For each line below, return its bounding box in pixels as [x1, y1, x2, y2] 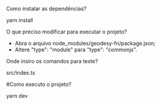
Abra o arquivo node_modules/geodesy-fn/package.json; [14, 40, 156, 47]
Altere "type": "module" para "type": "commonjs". [14, 46, 137, 53]
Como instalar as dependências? [6, 5, 86, 12]
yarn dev [6, 92, 28, 99]
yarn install [6, 17, 33, 23]
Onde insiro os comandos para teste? [6, 58, 98, 64]
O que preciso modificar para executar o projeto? [6, 28, 127, 35]
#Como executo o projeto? [6, 81, 72, 88]
